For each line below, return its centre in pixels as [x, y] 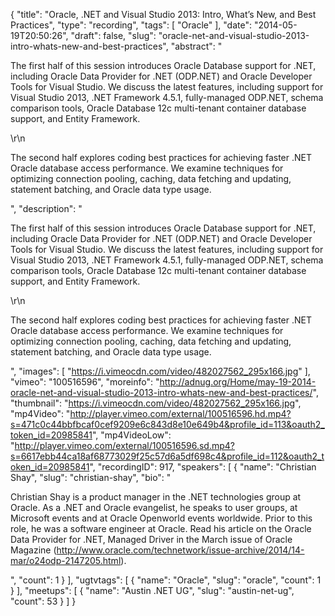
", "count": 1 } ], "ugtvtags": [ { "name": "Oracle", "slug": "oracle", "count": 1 [166, 580]
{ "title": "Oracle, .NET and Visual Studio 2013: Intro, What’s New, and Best [163, 14]
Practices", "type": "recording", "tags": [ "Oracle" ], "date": [131, 25]
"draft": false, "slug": [113, 35]
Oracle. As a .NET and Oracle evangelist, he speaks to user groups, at [154, 507]
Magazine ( [33, 550]
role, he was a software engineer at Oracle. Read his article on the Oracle [161, 528]
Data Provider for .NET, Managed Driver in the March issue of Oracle [151, 539]
